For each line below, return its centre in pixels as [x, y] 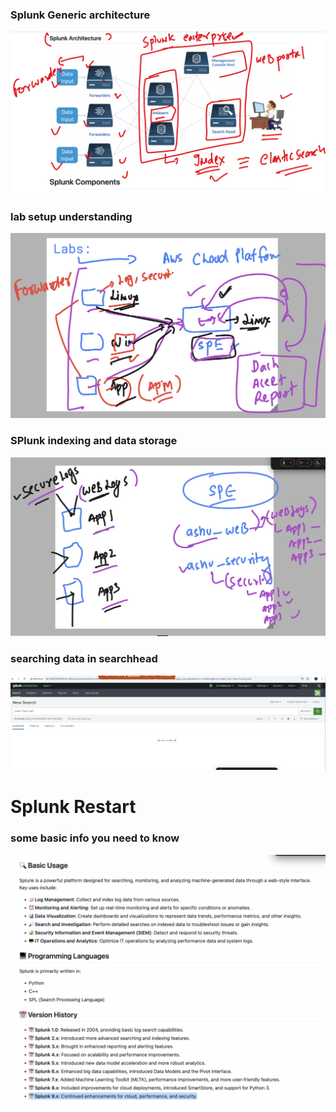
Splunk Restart [73, 807]
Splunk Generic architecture [80, 15]
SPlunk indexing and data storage [94, 441]
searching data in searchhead [84, 659]
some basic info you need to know [95, 838]
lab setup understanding [71, 217]
